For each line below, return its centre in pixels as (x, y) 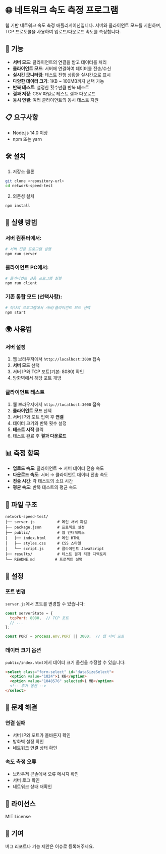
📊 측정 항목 (22, 453)
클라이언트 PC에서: (27, 268)
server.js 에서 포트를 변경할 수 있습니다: (45, 603)
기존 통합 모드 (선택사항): (34, 297)
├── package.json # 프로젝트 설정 (45, 527)
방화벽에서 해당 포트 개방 (37, 378)
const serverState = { (29, 613)
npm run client (21, 283)
